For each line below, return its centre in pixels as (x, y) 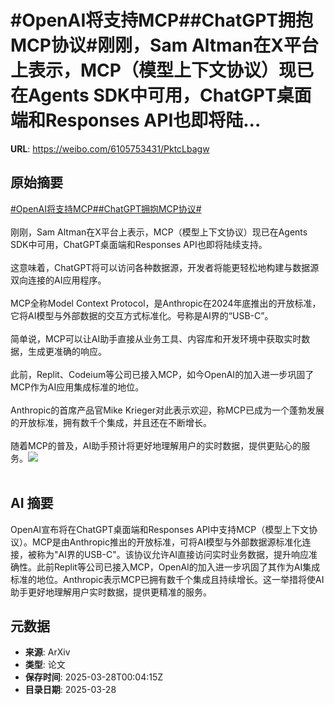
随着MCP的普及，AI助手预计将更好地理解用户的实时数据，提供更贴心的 (156, 445)
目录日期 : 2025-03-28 (70, 690)
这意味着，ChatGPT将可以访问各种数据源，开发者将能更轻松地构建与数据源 (165, 267)
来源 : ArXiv (47, 652)
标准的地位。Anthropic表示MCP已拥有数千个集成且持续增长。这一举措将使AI (167, 579)
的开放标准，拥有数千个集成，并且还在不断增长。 (111, 422)
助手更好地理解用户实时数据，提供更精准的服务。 (111, 592)
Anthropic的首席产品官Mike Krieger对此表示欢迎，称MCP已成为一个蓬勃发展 (167, 410)
